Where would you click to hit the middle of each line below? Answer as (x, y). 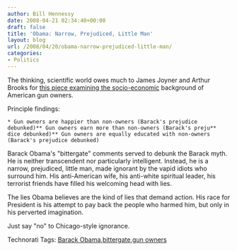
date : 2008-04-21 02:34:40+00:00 (57, 21)
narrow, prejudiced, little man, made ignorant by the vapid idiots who (107, 168)
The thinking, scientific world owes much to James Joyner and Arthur (109, 80)
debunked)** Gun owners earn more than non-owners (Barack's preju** (112, 128)
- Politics (23, 60)
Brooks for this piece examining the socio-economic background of (106, 87)
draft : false (27, 27)
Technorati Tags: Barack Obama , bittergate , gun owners (87, 239)
